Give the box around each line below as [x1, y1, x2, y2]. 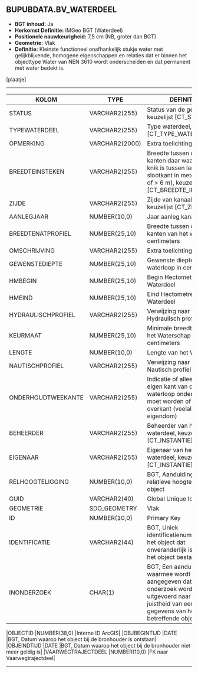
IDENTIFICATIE [9, 538, 51, 546]
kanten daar [147, 156, 180, 164]
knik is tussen [147, 164, 185, 172]
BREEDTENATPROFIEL [9, 229, 72, 238]
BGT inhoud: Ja [14, 20, 54, 27]
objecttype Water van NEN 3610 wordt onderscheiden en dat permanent [14, 58, 190, 65]
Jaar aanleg [147, 212, 180, 220]
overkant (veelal [147, 404, 192, 412]
